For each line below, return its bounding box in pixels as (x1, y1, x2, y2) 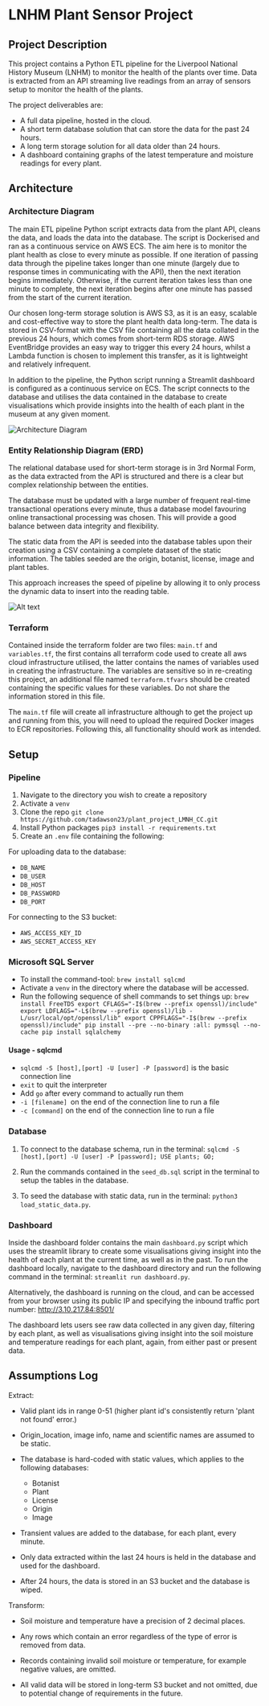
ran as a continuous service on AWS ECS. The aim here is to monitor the (8, 241, 247, 251)
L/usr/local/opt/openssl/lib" (19, 1015, 122, 1023)
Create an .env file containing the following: (19, 830, 165, 841)
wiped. (19, 1585, 43, 1594)
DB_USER (19, 872, 46, 880)
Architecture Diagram (8, 206, 95, 217)
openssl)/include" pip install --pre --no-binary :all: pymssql (19, 1021, 240, 1030)
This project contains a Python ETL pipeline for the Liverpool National (8, 59, 238, 68)
